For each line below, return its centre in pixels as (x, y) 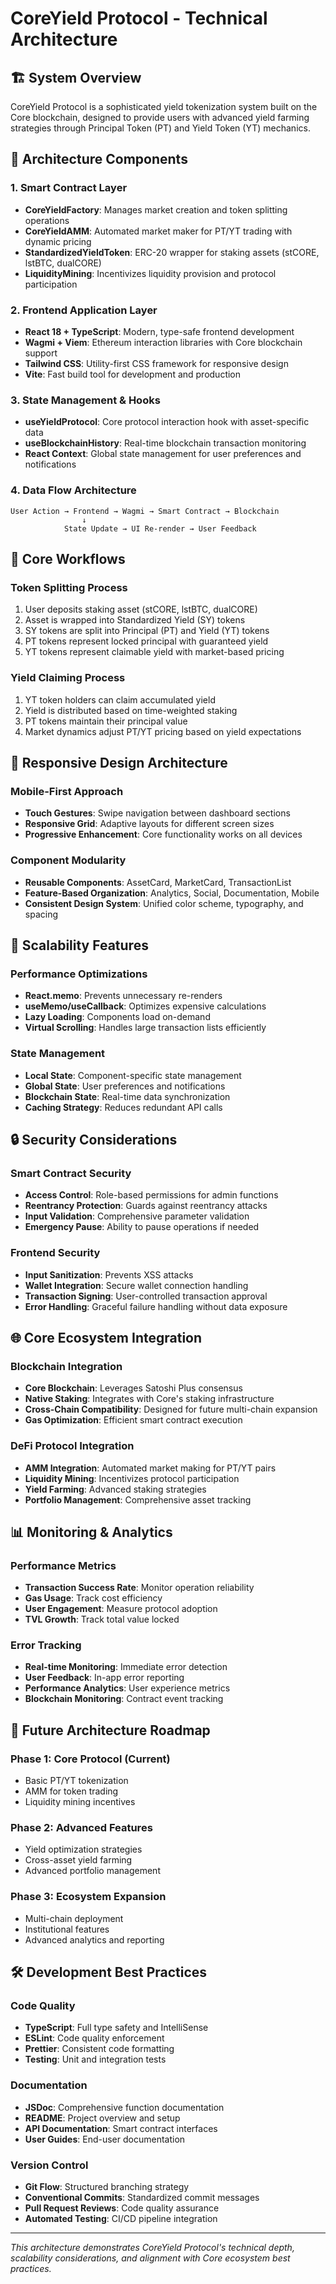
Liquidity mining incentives (80, 1802)
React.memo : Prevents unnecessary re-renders (123, 996)
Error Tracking (46, 1645)
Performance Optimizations (79, 974)
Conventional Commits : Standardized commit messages (142, 2198)
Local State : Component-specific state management (133, 1075)
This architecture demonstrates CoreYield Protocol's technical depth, (152, 2248)
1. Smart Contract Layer (69, 188)
